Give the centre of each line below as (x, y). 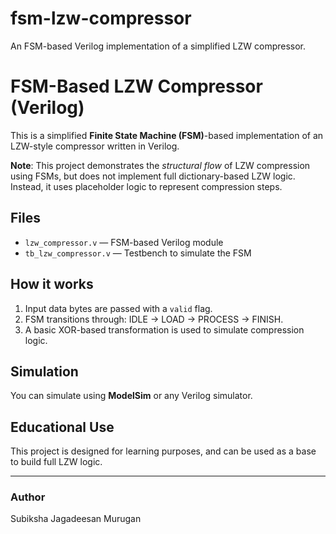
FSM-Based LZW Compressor (136, 86)
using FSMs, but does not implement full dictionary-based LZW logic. (153, 176)
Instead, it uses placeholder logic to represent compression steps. (146, 186)
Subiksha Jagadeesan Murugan (76, 519)
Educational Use (62, 427)
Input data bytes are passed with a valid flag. (118, 308)
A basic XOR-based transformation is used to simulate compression (164, 329)
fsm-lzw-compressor (101, 18)
